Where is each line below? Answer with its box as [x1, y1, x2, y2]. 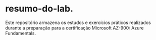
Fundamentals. [5, 30, 36, 36]
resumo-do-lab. [5, 3, 74, 14]
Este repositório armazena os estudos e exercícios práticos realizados [5, 19, 151, 25]
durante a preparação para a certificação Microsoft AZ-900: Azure [5, 24, 144, 30]
